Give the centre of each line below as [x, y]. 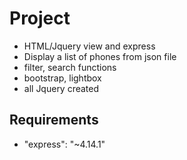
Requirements [54, 120]
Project [40, 18]
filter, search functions [70, 67]
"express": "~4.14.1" [64, 144]
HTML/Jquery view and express [89, 46]
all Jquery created [61, 88]
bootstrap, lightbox [62, 78]
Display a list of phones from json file [100, 56]
